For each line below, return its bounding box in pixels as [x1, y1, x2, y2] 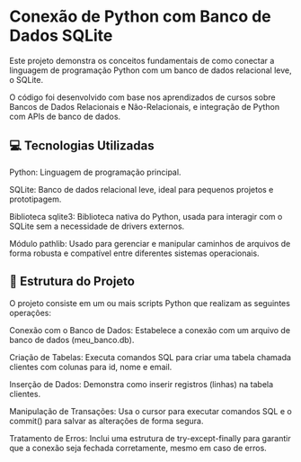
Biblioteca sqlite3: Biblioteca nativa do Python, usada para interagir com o [9, 211, 283, 222]
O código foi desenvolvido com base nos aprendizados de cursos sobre [9, 92, 276, 103]
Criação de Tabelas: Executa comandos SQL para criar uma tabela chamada [9, 351, 292, 362]
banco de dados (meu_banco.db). [9, 334, 135, 345]
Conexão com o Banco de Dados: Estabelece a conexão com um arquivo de [9, 324, 290, 335]
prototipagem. [9, 194, 62, 204]
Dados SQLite [9, 25, 113, 46]
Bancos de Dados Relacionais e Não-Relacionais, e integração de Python [9, 101, 280, 112]
